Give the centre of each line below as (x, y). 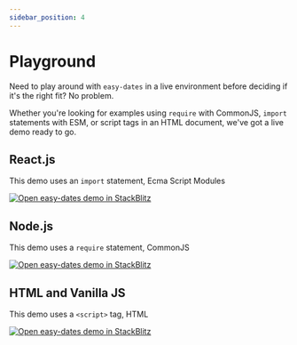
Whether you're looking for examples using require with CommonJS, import (148, 113)
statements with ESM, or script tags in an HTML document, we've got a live (146, 122)
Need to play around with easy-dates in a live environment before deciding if (148, 86)
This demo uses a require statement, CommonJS (99, 248)
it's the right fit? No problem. (62, 95)
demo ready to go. (43, 132)
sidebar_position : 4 (47, 17)
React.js (32, 160)
